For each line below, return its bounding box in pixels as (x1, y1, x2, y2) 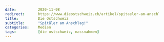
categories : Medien (5, 25, 51, 30)
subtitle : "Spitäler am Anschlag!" (5, 20, 89, 26)
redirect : (5, 12, 25, 16)
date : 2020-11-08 (5, 7, 60, 12)
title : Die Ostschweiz (5, 16, 69, 21)
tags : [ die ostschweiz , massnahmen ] (5, 29, 99, 34)
